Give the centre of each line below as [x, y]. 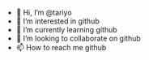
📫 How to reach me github [61, 47]
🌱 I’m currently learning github [66, 30]
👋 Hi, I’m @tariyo [44, 13]
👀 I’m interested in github [57, 21]
